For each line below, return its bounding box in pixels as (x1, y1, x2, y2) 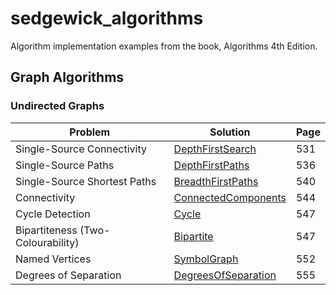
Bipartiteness (15, 223, 78, 237)
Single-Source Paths (15, 158, 115, 172)
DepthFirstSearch (173, 142, 257, 156)
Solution (209, 125, 251, 139)
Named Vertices (15, 252, 92, 266)
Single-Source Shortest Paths (15, 174, 157, 188)
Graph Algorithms (10, 69, 125, 86)
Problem (69, 125, 111, 139)
